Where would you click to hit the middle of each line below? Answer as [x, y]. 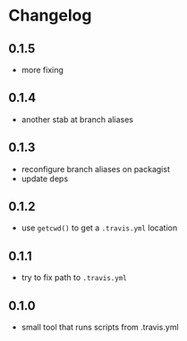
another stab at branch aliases [77, 119]
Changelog [50, 16]
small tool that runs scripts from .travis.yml [100, 328]
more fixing [42, 70]
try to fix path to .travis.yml [74, 278]
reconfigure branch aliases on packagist [96, 169]
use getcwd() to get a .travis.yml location [99, 228]
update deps [45, 179]
